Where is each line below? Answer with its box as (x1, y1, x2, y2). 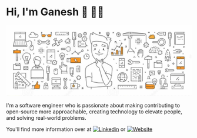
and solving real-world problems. (6, 115, 86, 122)
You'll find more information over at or (6, 126, 126, 133)
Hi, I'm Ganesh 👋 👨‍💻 (6, 5, 105, 19)
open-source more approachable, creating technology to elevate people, (6, 108, 182, 115)
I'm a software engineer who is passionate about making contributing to (6, 102, 181, 109)
